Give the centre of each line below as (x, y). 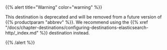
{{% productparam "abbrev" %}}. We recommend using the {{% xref (77, 22)
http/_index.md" (22, 33)
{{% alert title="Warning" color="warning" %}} (54, 7)
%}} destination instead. (65, 33)
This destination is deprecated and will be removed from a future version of (83, 17)
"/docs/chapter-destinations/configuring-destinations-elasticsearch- (77, 27)
